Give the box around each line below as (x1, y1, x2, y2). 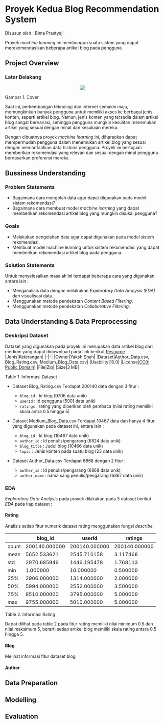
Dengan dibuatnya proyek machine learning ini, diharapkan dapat (5, 134, 137, 140)
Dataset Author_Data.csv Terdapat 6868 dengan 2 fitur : (12, 458, 126, 464)
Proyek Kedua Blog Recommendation (5, 3, 159, 15)
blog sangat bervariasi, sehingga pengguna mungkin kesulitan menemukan (5, 119, 157, 125)
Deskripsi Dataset (5, 332, 48, 339)
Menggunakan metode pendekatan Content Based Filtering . (12, 298, 133, 304)
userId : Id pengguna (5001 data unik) (19, 398, 96, 404)
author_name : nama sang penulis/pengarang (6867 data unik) (19, 472, 143, 478)
